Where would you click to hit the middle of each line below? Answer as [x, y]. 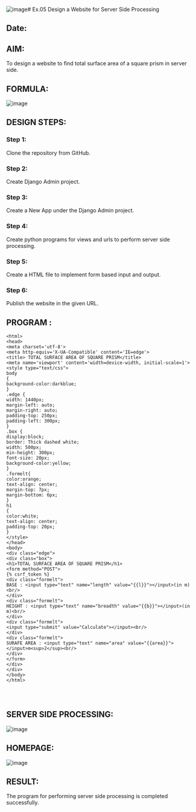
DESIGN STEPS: [36, 122]
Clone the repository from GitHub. [48, 153]
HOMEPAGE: [30, 748]
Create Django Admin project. [43, 182]
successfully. [23, 803]
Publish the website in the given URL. [52, 304]
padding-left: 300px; [33, 421]
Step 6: [17, 290]
